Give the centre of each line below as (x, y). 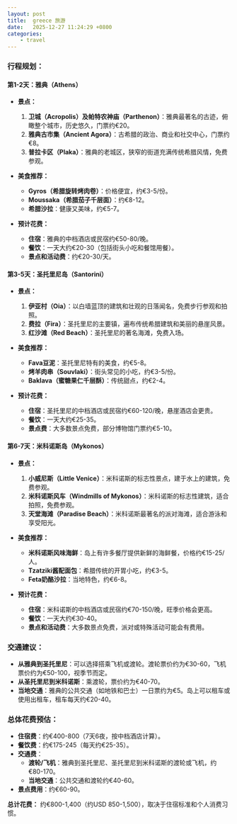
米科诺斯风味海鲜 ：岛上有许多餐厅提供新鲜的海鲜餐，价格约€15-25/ (126, 553)
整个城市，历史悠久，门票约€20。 (84, 125)
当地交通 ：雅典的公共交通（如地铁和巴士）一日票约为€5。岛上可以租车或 (124, 690)
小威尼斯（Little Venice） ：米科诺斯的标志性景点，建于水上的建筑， (126, 478)
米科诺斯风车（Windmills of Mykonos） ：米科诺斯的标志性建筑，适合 (128, 496)
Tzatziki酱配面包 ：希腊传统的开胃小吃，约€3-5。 (100, 570)
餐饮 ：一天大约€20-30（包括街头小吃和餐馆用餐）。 (103, 248)
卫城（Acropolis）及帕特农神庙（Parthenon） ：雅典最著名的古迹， (125, 117)
